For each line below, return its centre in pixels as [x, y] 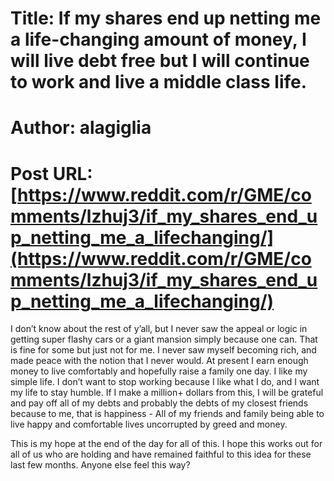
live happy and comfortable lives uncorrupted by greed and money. [149, 424]
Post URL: [51, 173]
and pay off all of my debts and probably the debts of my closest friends [159, 403]
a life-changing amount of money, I [158, 39]
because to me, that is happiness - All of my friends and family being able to [167, 414]
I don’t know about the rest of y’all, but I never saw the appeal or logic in [159, 329]
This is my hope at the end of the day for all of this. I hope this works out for [166, 444]
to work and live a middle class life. [159, 82]
